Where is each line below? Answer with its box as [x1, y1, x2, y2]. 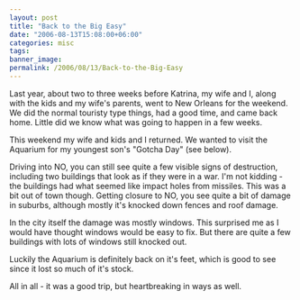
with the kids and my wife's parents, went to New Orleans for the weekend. [9, 97, 288, 108]
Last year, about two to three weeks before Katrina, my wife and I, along [9, 87, 277, 99]
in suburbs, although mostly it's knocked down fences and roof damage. [9, 199, 279, 210]
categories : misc [9, 38, 75, 48]
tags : [9, 47, 30, 56]
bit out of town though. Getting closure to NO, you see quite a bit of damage [9, 190, 291, 201]
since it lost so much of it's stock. [9, 263, 134, 274]
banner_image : [9, 55, 63, 64]
